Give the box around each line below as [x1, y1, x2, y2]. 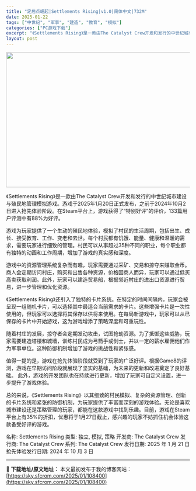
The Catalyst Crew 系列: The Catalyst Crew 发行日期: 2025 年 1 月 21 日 [19, 441, 190, 447]
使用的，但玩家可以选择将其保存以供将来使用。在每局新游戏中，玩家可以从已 [6, 310, 190, 317]
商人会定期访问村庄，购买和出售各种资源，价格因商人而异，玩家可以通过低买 [6, 269, 190, 275]
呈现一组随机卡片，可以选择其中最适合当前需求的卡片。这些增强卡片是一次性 [6, 303, 190, 310]
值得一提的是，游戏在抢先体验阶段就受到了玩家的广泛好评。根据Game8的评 [6, 357, 187, 364]
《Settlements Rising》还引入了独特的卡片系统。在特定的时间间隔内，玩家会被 [6, 296, 188, 303]
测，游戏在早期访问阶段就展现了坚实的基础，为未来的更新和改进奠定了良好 [6, 365, 185, 371]
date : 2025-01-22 [6, 14, 48, 20]
